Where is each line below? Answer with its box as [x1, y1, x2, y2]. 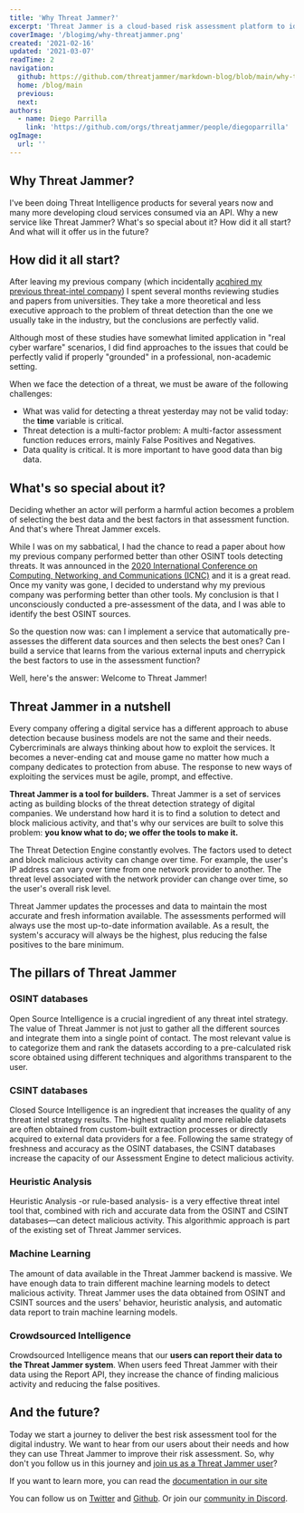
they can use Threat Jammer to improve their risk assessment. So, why [9, 1448, 275, 1459]
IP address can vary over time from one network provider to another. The [9, 864, 282, 874]
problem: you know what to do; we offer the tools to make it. [9, 827, 239, 838]
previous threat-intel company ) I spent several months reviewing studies [9, 286, 280, 297]
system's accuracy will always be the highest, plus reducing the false [9, 930, 268, 940]
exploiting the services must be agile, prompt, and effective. [9, 771, 233, 782]
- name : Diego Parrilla [17, 114, 107, 123]
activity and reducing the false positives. [9, 1378, 161, 1389]
